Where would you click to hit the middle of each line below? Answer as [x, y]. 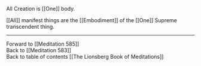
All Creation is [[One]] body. [41, 9]
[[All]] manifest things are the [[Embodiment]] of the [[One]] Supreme [92, 20]
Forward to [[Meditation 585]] [43, 44]
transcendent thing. [31, 27]
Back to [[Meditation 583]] [39, 50]
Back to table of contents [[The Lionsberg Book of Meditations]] [85, 57]
